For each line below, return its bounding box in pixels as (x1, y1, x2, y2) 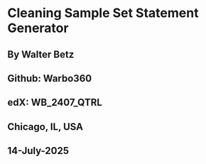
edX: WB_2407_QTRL (7, 97, 103, 109)
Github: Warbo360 (7, 72, 92, 84)
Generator (7, 20, 69, 36)
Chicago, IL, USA (7, 121, 84, 133)
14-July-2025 (7, 145, 70, 157)
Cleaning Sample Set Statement (7, 5, 199, 21)
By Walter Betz (7, 48, 75, 60)
